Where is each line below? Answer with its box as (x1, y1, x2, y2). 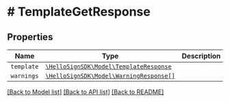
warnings (10, 72, 39, 80)
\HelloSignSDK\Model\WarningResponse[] (45, 72, 176, 80)
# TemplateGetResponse (7, 4, 151, 20)
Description (181, 52, 221, 61)
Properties (7, 31, 53, 43)
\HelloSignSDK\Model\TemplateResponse (45, 63, 172, 70)
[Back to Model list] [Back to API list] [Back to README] (7, 88, 164, 96)
